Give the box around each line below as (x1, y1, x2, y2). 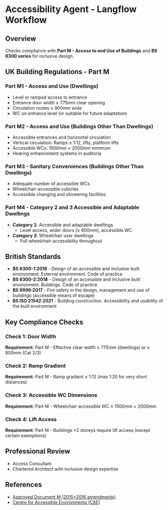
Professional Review (5, 447, 70, 456)
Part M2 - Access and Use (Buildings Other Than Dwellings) (5, 122, 153, 130)
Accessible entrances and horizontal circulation (12, 134, 111, 140)
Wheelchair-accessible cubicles (12, 186, 79, 192)
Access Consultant (12, 460, 52, 467)
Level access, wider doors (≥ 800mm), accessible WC (20, 227, 132, 233)
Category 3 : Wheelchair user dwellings (12, 232, 94, 238)
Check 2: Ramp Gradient (5, 362, 66, 369)
